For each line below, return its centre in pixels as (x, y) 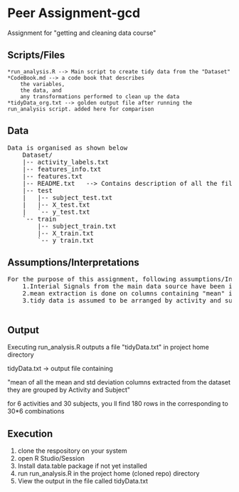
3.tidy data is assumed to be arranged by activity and (122, 301)
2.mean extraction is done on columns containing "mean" (124, 294)
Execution (30, 433)
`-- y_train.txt (65, 240)
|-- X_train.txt (65, 233)
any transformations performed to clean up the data (100, 96)
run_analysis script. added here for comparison (81, 109)
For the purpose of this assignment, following (92, 279)
